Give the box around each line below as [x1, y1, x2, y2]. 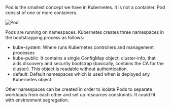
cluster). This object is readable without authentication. [12, 66, 128, 72]
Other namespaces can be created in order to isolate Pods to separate [5, 86, 152, 92]
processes [12, 50, 35, 56]
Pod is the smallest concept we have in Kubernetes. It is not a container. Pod [5, 5, 165, 10]
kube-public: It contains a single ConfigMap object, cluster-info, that [12, 55, 156, 61]
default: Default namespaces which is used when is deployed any [12, 71, 150, 77]
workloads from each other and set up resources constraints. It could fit [5, 92, 156, 97]
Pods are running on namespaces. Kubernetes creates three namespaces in [5, 29, 164, 35]
